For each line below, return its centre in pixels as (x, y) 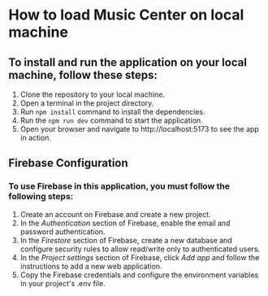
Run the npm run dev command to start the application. (111, 120)
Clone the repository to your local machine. (92, 94)
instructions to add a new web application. (91, 266)
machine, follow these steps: (83, 75)
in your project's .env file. (63, 283)
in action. (35, 137)
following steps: (41, 197)
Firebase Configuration (68, 163)
